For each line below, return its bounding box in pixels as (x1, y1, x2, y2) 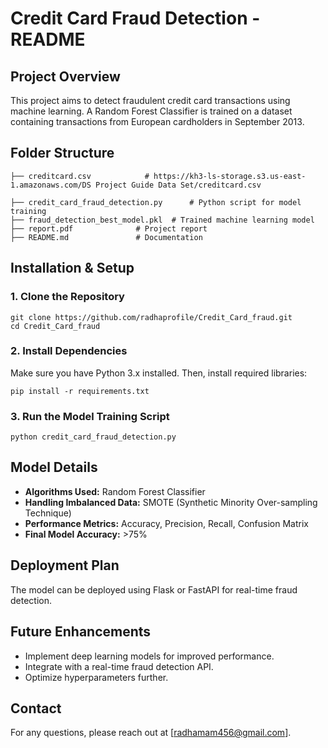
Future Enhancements (10, 623, 152, 641)
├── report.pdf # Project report (10, 223, 208, 234)
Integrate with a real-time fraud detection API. (24, 660, 214, 672)
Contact (10, 700, 62, 717)
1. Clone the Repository (10, 290, 125, 304)
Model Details (10, 459, 98, 476)
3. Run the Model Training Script (10, 409, 170, 423)
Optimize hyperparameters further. (24, 671, 169, 683)
